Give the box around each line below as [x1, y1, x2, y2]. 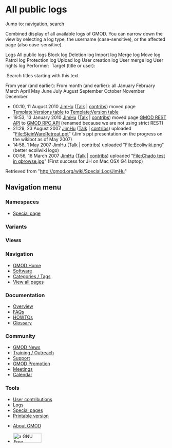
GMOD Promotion [12, 360, 50, 367]
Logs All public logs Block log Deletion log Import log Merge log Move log [5, 51, 161, 58]
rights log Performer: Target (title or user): [5, 62, 95, 68]
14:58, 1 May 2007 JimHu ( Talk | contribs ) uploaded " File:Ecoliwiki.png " [12, 142, 164, 148]
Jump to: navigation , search [5, 21, 64, 27]
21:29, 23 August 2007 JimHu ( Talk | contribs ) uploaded [12, 125, 132, 131]
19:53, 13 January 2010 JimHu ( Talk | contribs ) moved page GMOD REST [12, 114, 167, 120]
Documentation [5, 291, 45, 299]
